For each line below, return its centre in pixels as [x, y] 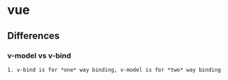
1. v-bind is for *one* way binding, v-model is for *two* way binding [114, 70]
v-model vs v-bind [39, 56]
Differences [34, 36]
